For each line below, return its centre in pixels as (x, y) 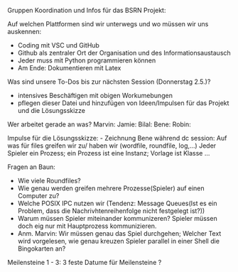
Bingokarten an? (42, 249)
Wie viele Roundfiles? (49, 181)
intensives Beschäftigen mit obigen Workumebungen (95, 96)
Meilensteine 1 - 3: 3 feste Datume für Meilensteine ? (85, 262)
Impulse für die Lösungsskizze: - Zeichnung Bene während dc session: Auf (117, 138)
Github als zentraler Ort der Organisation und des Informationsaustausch (124, 53)
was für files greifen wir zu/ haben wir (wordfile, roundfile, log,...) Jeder (112, 146)
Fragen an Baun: (31, 167)
